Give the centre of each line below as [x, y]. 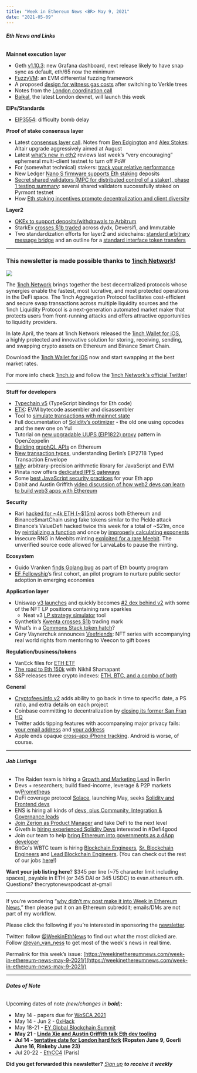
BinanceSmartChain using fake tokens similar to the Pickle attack [93, 520]
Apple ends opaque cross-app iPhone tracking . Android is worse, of [97, 736]
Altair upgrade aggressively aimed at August [68, 148]
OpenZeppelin [32, 441]
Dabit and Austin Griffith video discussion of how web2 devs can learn [100, 484]
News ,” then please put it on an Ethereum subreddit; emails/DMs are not [93, 907]
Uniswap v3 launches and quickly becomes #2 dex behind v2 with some [102, 603]
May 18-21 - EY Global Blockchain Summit [65, 1028]
